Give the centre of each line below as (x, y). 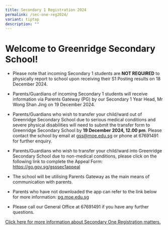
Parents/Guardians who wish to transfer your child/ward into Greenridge (87, 151)
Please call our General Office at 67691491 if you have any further (81, 207)
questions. (23, 212)
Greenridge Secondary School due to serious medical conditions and (84, 120)
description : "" (22, 24)
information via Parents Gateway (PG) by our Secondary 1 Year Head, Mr (88, 99)
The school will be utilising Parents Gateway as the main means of (81, 177)
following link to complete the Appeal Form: (58, 162)
